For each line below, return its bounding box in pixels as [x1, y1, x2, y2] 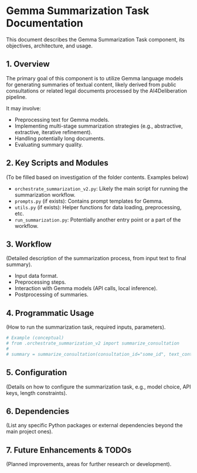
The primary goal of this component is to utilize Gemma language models [6, 74, 184, 81]
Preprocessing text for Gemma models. [14, 116, 110, 123]
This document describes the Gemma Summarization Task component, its [6, 36, 185, 43]
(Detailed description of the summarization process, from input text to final [6, 255, 186, 262]
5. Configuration [6, 367, 67, 377]
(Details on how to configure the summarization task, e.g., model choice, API [6, 383, 192, 390]
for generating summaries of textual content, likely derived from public [6, 81, 177, 88]
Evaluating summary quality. [14, 141, 83, 148]
